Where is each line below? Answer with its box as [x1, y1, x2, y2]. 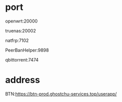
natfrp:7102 [5, 37, 29, 43]
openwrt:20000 [5, 18, 38, 24]
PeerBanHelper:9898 [5, 47, 49, 53]
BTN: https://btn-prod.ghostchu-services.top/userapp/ [5, 90, 117, 96]
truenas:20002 [5, 27, 36, 33]
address [5, 74, 40, 86]
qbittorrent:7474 [5, 56, 39, 62]
